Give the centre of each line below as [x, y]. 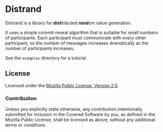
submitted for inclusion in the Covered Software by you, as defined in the [80, 115]
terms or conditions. [26, 125]
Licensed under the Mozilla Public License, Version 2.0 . [62, 85]
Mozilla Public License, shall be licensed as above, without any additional [80, 120]
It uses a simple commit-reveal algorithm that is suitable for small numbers [82, 32]
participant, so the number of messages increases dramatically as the [77, 43]
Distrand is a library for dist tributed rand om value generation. [69, 23]
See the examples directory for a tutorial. [46, 58]
